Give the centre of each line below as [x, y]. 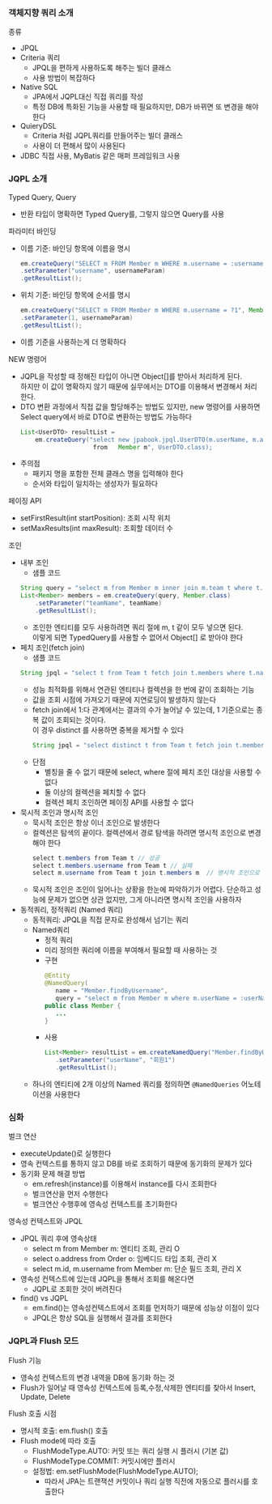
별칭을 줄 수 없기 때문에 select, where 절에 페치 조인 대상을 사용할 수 [153, 771]
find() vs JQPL [44, 1298]
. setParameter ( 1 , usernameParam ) [76, 318]
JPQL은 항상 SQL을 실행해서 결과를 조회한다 [102, 1318]
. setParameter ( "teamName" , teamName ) [99, 603]
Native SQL [39, 87]
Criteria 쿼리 [40, 57]
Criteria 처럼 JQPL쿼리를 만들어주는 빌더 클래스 [108, 136]
